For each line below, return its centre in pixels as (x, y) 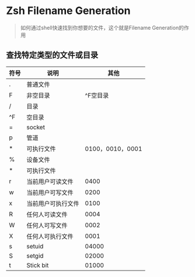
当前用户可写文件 (50, 192)
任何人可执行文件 (50, 236)
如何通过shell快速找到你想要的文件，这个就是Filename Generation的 (102, 27)
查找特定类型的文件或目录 (52, 55)
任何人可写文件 (47, 225)
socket (36, 127)
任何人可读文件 (47, 214)
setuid (35, 246)
